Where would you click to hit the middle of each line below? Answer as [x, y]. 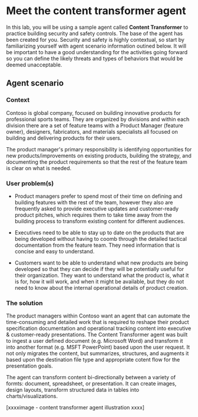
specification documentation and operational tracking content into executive [99, 329]
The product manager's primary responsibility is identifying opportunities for [99, 149]
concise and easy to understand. [55, 251]
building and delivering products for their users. [64, 138]
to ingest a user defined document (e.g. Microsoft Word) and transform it [95, 341]
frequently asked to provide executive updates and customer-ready [96, 208]
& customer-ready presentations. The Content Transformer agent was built [97, 335]
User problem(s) [30, 183]
